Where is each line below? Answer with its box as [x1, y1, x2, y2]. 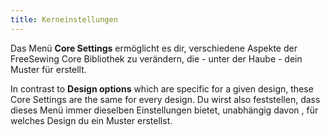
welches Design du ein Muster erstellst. [10, 114, 173, 126]
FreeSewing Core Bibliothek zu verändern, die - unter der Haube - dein [10, 52, 303, 65]
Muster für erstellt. [10, 63, 87, 75]
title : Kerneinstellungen [10, 14, 118, 25]
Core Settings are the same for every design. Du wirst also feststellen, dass [10, 93, 321, 105]
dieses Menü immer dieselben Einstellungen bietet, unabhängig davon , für [10, 104, 319, 116]
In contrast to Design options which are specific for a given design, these [10, 82, 314, 95]
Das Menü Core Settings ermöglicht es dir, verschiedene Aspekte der [10, 42, 298, 54]
